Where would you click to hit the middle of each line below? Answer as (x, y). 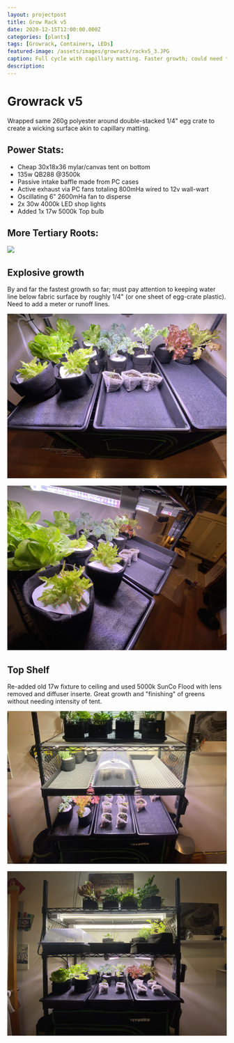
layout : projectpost (37, 15)
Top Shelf (29, 669)
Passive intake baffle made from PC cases (78, 182)
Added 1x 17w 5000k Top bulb (61, 211)
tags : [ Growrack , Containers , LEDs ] (60, 44)
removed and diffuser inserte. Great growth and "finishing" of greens (106, 693)
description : (26, 66)
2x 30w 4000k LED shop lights (62, 204)
